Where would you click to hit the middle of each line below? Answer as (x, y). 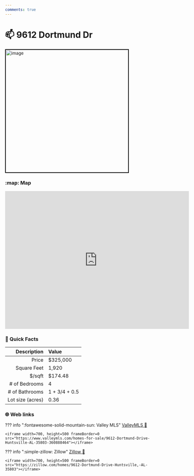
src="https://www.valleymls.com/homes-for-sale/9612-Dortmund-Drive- (78, 438)
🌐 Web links (20, 415)
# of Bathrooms (26, 392)
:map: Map (18, 183)
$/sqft (36, 376)
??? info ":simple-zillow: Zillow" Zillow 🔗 (45, 452)
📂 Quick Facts (22, 339)
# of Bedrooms (26, 384)
